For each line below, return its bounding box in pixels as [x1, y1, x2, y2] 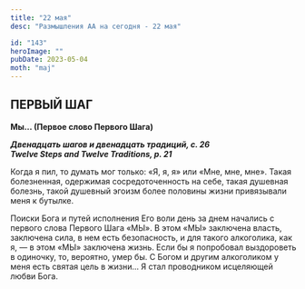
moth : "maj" [10, 64, 55, 73]
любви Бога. [10, 270, 58, 282]
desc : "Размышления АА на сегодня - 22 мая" [10, 22, 182, 31]
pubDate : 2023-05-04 [10, 55, 89, 65]
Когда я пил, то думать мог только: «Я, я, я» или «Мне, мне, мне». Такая [10, 165, 292, 177]
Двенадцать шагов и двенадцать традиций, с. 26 [10, 138, 211, 150]
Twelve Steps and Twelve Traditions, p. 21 [10, 148, 172, 159]
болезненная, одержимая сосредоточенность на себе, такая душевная [10, 175, 289, 186]
